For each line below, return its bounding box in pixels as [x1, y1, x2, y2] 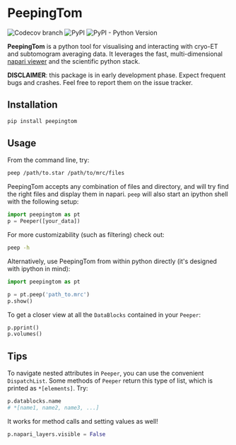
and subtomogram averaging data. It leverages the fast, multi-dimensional [7, 50, 223, 58]
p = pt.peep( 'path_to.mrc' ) [7, 291, 90, 298]
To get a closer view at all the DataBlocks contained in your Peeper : [7, 310, 201, 319]
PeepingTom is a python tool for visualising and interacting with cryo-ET [7, 42, 218, 50]
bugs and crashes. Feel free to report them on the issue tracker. [7, 78, 193, 86]
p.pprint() [7, 324, 40, 331]
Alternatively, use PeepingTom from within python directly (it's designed [7, 257, 218, 265]
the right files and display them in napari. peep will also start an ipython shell [7, 190, 228, 199]
